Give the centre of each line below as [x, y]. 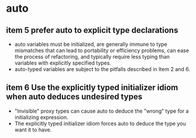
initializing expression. [41, 117]
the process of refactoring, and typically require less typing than [92, 57]
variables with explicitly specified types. [63, 63]
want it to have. [33, 129]
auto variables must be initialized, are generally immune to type [91, 44]
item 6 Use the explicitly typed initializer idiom [92, 88]
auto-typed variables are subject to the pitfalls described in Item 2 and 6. [102, 69]
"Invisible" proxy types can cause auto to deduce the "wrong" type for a [102, 111]
